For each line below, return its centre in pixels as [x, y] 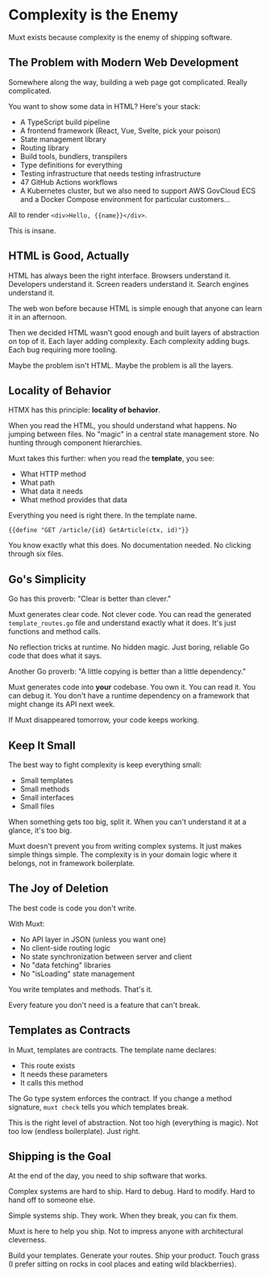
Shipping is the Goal [60, 1157]
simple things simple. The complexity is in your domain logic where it [123, 855]
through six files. [36, 554]
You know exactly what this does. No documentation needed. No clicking [130, 545]
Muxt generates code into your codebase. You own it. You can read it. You [132, 687]
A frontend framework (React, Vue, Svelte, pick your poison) [120, 130]
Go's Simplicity [47, 579]
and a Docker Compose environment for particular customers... [125, 199]
